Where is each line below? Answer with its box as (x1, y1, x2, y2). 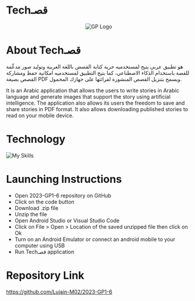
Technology (6, 133, 66, 146)
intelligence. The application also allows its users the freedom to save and (6, 99, 185, 106)
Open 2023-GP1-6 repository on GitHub (14, 192, 112, 199)
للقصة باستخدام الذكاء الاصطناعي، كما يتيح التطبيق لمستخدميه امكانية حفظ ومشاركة (6, 69, 190, 76)
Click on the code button (14, 198, 75, 205)
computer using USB (14, 242, 65, 249)
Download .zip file (14, 204, 59, 212)
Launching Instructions (6, 173, 122, 186)
